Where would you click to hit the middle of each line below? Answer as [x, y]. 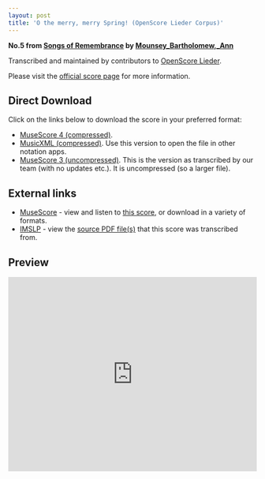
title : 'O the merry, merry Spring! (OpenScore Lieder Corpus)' [116, 23]
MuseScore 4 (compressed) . [66, 135]
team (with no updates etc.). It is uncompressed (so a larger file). [125, 168]
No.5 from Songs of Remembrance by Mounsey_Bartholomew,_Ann [121, 45]
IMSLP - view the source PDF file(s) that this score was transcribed [129, 229]
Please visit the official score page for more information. [99, 76]
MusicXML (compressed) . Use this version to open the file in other [127, 144]
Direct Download [50, 101]
